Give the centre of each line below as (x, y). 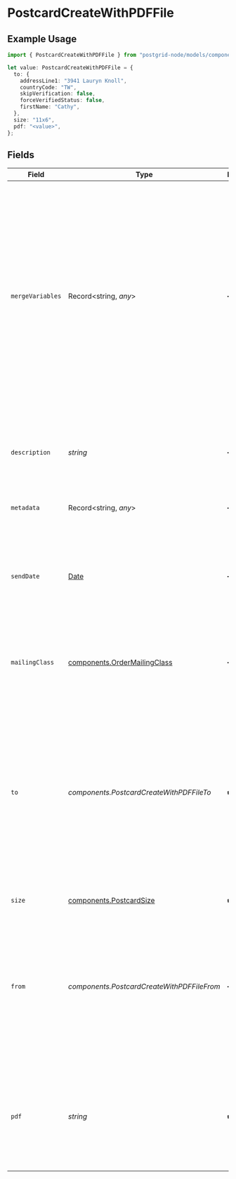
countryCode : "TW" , (48, 87)
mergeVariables (36, 296)
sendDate (25, 577)
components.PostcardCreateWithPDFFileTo (139, 793)
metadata (25, 508)
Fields (21, 155)
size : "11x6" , (34, 120)
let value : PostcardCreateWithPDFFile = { (70, 67)
